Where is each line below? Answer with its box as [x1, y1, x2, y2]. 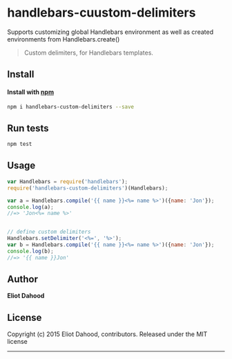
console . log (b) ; [7, 248, 54, 255]
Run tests [7, 122, 49, 134]
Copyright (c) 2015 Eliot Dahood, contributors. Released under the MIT [7, 330, 208, 338]
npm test [7, 140, 32, 148]
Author [7, 273, 38, 285]
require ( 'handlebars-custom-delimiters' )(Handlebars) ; [7, 185, 168, 192]
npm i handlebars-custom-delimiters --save [7, 103, 135, 110]
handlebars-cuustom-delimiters [7, 5, 196, 21]
